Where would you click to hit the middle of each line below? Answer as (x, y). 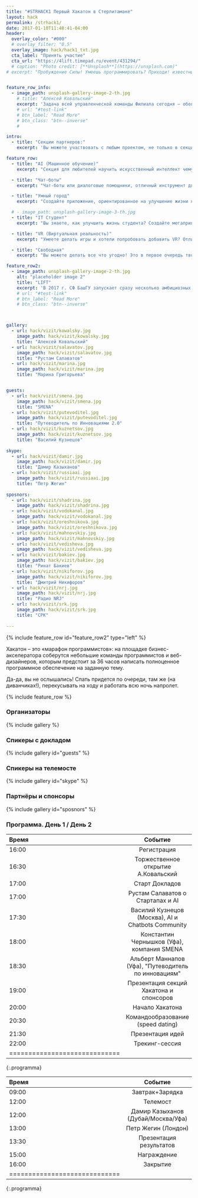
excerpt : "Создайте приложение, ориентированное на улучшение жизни (103, 202)
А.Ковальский (158, 874)
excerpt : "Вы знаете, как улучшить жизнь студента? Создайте (93, 223)
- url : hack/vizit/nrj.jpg (44, 588)
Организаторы (28, 712)
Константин (157, 934)
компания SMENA (157, 949)
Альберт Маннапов (157, 959)
